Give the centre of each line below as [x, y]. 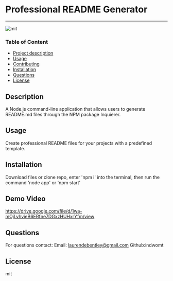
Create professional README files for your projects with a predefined [79, 143]
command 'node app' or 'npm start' [43, 182]
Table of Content [27, 42]
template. [15, 148]
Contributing [26, 64]
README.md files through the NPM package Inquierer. [63, 115]
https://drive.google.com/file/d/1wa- [44, 211]
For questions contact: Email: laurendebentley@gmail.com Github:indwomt [84, 245]
